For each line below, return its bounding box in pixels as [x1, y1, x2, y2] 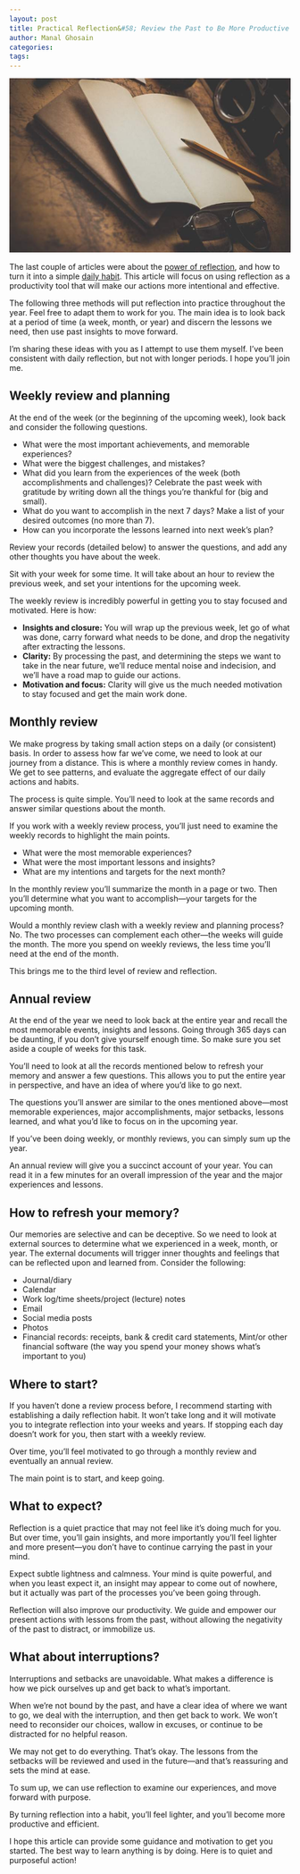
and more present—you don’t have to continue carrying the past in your [9, 1542, 273, 1552]
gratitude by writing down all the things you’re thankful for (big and [21, 486, 269, 497]
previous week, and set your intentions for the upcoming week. [9, 577, 241, 589]
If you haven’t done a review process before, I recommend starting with [9, 1399, 272, 1411]
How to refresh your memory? [9, 1205, 180, 1220]
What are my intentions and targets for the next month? [21, 866, 226, 877]
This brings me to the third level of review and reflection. [9, 965, 218, 976]
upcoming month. [9, 903, 74, 913]
